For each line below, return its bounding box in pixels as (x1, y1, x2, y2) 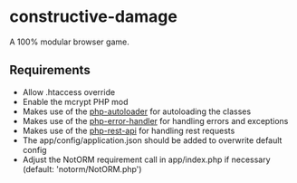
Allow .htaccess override (22, 86, 116, 97)
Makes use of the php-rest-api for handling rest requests (22, 125, 235, 136)
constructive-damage (9, 6, 178, 27)
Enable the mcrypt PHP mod (22, 96, 129, 107)
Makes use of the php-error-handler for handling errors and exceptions (22, 115, 289, 126)
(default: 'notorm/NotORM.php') (22, 163, 142, 174)
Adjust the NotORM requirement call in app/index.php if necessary (22, 154, 271, 165)
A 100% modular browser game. (9, 36, 129, 47)
